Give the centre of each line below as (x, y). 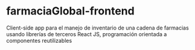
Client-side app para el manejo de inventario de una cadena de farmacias (97, 28)
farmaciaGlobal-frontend (70, 11)
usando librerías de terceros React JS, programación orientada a (87, 34)
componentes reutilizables (39, 40)
